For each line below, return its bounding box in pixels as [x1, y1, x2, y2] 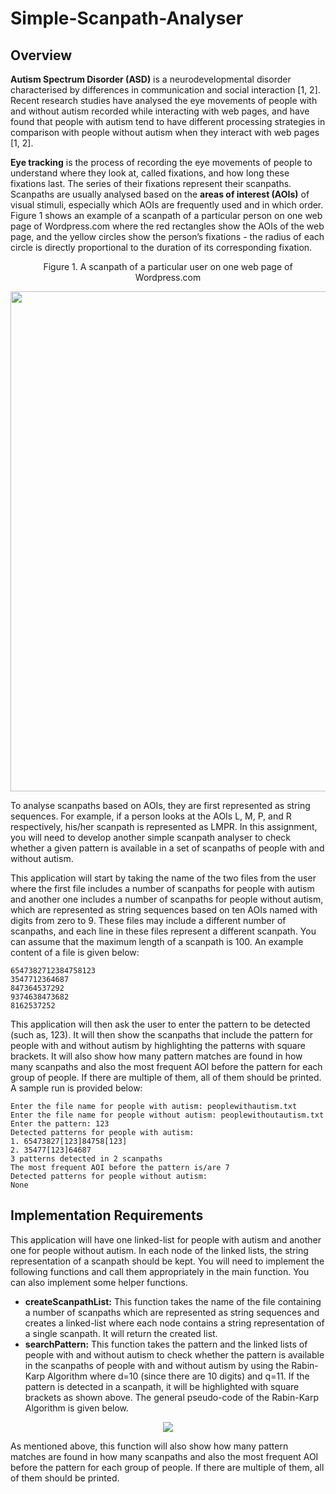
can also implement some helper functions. [10, 1276, 188, 1288]
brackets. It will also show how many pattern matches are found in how [10, 1050, 303, 1062]
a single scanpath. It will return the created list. [24, 1327, 218, 1339]
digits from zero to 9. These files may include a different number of [10, 915, 287, 926]
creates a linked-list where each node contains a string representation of [24, 1317, 325, 1329]
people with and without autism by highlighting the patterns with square [10, 1040, 306, 1051]
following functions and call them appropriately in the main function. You [10, 1265, 310, 1277]
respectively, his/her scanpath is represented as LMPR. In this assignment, [10, 821, 318, 832]
